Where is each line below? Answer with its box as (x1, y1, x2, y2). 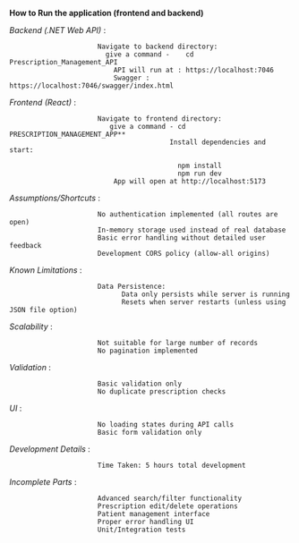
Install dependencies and (169, 138, 267, 147)
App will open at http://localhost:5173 (113, 177, 267, 186)
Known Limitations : (9, 265, 82, 276)
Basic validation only (97, 379, 182, 388)
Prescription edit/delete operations (97, 502, 239, 511)
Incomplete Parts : (9, 477, 77, 487)
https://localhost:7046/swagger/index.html (9, 81, 175, 90)
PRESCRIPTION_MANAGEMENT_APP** (9, 130, 126, 139)
